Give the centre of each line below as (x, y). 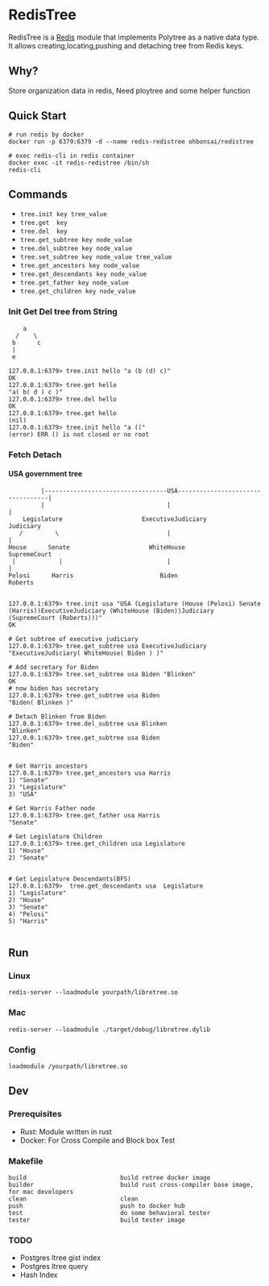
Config (22, 1050)
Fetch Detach (35, 455)
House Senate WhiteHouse (97, 547)
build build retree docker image (110, 1178)
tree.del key (43, 231)
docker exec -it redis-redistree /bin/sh (79, 163)
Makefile (26, 1161)
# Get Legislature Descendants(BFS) (70, 879)
